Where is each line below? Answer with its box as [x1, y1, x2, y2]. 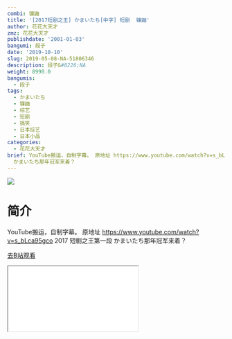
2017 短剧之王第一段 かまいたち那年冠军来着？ [54, 236, 187, 245]
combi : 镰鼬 [7, 10, 39, 17]
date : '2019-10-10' [7, 49, 64, 56]
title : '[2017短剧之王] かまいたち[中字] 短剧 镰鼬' [7, 17, 150, 24]
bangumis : [7, 74, 36, 82]
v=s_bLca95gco [7, 236, 53, 245]
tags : [7, 87, 23, 94]
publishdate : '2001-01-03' [7, 36, 85, 43]
